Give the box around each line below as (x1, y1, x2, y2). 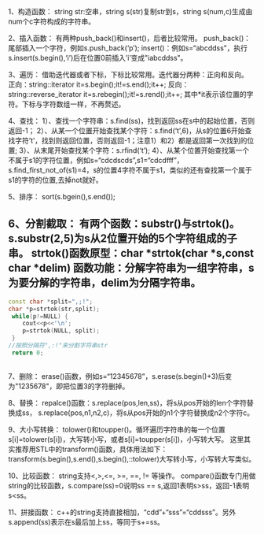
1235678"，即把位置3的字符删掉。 (18, 381, 130, 391)
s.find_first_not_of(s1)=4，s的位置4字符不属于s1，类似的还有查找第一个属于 (8, 165, 253, 175)
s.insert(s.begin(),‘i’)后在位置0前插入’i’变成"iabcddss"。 (8, 54, 188, 62)
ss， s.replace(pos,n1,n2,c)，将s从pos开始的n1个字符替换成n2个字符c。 (21, 408, 255, 417)
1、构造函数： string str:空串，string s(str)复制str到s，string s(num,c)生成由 (8, 7, 253, 16)
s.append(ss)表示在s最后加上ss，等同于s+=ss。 (8, 517, 165, 526)
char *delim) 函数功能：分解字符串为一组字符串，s (8, 261, 255, 275)
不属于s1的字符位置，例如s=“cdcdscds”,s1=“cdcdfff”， (8, 156, 184, 165)
